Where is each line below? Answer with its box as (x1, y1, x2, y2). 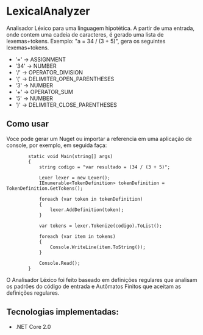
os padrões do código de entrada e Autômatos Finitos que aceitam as (6, 283, 182, 290)
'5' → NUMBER (15, 95, 53, 102)
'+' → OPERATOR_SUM (15, 88, 73, 95)
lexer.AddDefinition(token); (49, 206, 124, 213)
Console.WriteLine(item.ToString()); (49, 244, 146, 250)
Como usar (6, 119, 49, 129)
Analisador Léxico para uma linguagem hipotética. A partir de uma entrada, (6, 24, 195, 32)
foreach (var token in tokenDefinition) (38, 196, 143, 202)
